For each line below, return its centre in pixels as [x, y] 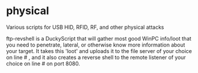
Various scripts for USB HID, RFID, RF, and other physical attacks [85, 27]
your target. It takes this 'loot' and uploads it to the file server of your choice [99, 51]
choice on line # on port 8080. [43, 64]
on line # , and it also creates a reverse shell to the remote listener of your [96, 57]
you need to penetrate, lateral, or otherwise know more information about [96, 45]
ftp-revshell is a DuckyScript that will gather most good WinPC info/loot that [99, 38]
